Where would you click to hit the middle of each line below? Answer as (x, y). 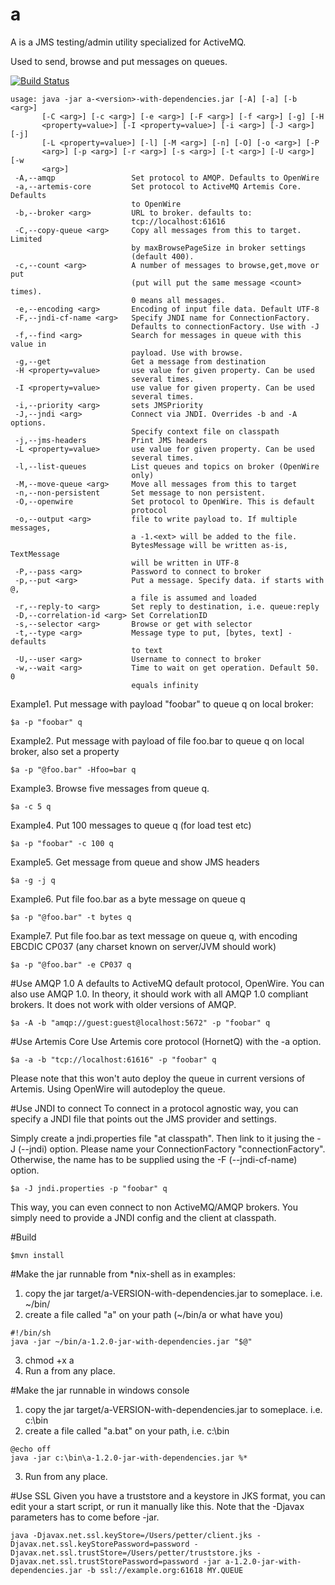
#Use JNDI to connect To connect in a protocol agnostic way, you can (154, 1108)
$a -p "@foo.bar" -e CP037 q (71, 964)
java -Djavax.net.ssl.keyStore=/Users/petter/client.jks (131, 1535)
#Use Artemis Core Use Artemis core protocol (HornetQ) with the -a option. (166, 1041)
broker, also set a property (65, 751)
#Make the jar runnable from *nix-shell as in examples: (123, 1274)
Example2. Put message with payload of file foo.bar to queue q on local (157, 740)
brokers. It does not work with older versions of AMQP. (123, 1004)
